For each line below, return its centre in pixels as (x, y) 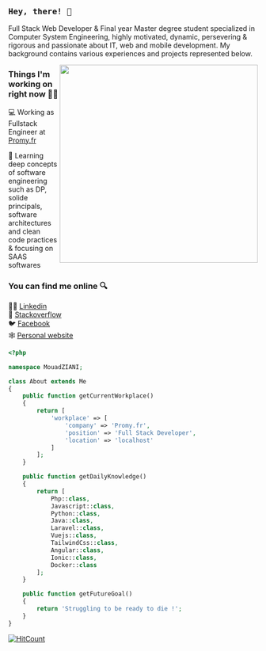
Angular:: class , (77, 550)
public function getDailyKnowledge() (85, 477)
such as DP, (28, 189)
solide (18, 197)
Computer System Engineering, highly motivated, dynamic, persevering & (128, 37)
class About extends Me (47, 381)
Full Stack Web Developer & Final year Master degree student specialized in (132, 29)
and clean (25, 231)
